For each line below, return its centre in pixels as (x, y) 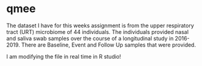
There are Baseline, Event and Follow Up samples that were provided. (109, 45)
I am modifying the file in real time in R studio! (64, 56)
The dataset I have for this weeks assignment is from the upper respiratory (100, 25)
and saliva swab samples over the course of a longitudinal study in (90, 38)
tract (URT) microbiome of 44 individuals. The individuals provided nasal (98, 31)
